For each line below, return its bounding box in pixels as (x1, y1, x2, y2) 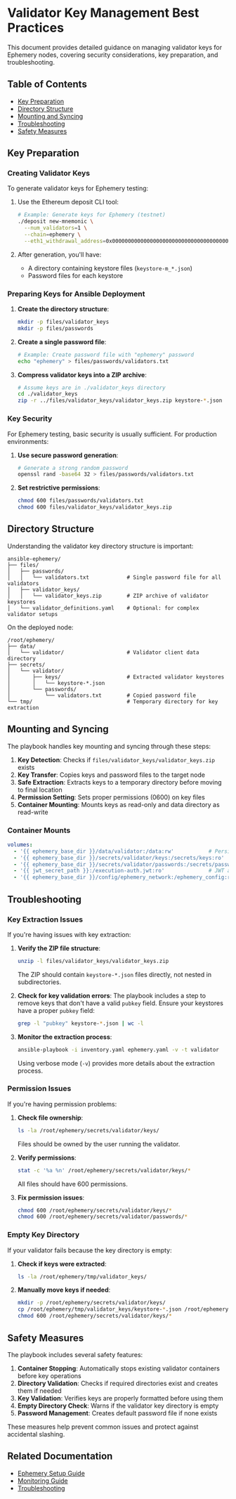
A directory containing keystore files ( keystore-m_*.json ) (27, 263, 193, 272)
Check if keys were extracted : (17, 1259, 107, 1268)
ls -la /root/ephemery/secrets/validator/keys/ (17, 1127, 159, 1134)
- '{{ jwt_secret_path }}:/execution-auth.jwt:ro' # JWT (13, 868, 225, 875)
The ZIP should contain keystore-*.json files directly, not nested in (17, 970, 212, 978)
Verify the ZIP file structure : (17, 943, 100, 953)
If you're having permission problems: (7, 1099, 117, 1108)
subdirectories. (17, 978, 62, 986)
